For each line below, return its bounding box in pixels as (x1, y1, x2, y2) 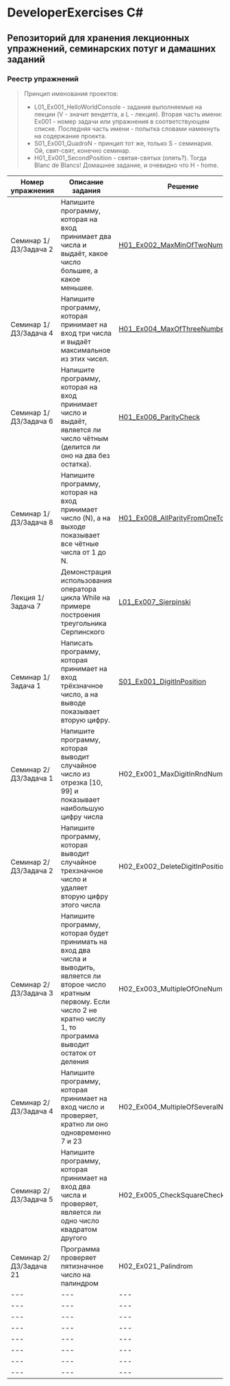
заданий (7, 53, 46, 65)
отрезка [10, (60, 777, 103, 787)
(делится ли (60, 442, 101, 451)
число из (60, 769, 90, 779)
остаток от (60, 1048, 97, 1057)
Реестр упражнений (7, 74, 79, 84)
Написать (60, 638, 94, 648)
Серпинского (60, 627, 105, 636)
